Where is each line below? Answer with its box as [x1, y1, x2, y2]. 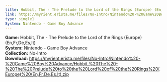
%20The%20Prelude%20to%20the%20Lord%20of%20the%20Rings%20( [5, 66, 160, 72]
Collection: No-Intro [5, 50, 47, 56]
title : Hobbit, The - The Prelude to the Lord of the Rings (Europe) [5, 7, 153, 12]
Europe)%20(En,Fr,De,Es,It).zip [5, 71, 69, 77]
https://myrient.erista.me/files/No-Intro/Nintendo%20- [29, 55, 141, 62]
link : [5, 12, 16, 17]
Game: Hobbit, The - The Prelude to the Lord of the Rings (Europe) [5, 35, 142, 41]
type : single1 [5, 16, 35, 21]
